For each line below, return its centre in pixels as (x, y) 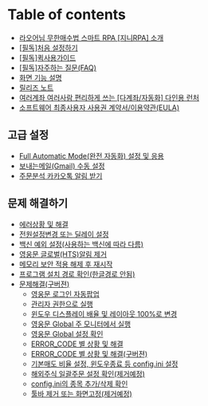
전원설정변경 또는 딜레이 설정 (64, 234)
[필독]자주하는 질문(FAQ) (58, 67)
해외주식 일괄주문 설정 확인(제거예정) (88, 373)
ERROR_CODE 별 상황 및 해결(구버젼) (89, 353)
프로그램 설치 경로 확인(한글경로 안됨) (77, 274)
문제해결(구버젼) (44, 284)
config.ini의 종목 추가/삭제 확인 (79, 384)
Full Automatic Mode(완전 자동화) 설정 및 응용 (91, 156)
